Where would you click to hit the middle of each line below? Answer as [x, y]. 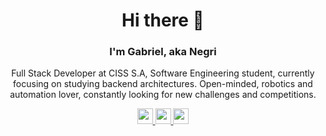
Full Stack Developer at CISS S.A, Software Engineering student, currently [163, 73]
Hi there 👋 [163, 20]
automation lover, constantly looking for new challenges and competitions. [163, 95]
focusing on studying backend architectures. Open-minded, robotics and [163, 84]
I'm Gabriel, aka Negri [163, 52]
